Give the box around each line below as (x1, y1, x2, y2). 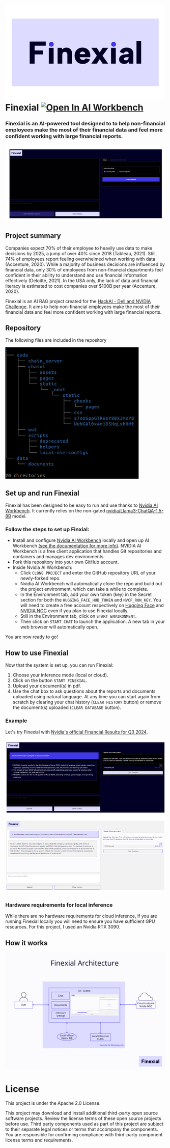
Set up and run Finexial (5, 488, 80, 498)
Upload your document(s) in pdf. (12, 683, 81, 689)
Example (5, 717, 27, 724)
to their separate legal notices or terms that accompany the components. (5, 1126, 159, 1132)
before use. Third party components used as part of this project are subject (5, 1120, 164, 1127)
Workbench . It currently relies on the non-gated (5, 508, 105, 514)
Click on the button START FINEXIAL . (12, 677, 88, 684)
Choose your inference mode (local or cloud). (12, 672, 108, 678)
